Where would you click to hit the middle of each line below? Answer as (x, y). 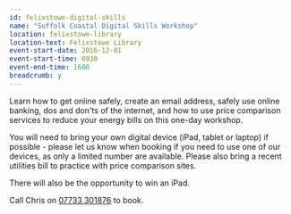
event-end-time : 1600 (50, 68)
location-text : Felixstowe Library (76, 42)
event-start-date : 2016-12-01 (66, 51)
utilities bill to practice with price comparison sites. (103, 165)
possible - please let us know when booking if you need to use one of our (145, 146)
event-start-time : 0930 (54, 59)
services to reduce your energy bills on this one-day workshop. (126, 119)
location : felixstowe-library (66, 34)
